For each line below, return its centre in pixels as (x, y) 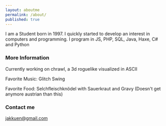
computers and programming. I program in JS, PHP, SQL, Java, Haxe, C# (82, 39)
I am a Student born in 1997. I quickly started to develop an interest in (78, 34)
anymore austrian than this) (34, 94)
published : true (22, 19)
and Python (17, 45)
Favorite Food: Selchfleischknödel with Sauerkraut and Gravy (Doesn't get (83, 88)
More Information (27, 58)
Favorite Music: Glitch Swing (35, 79)
